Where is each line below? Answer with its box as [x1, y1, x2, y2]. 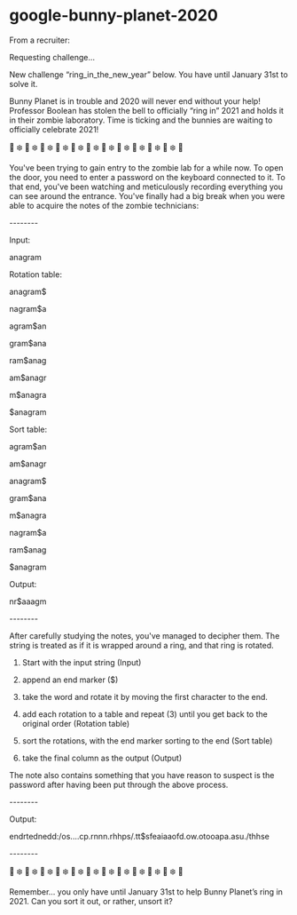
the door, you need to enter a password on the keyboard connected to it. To [9, 171, 285, 182]
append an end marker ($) [21, 674, 119, 685]
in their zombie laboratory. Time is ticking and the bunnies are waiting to [9, 115, 273, 125]
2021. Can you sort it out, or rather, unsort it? [9, 895, 173, 906]
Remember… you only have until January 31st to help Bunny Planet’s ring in [9, 886, 284, 897]
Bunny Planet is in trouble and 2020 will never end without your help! [9, 95, 262, 107]
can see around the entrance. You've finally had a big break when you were [9, 190, 285, 201]
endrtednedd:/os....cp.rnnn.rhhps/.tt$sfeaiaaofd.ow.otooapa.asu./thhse [9, 831, 270, 841]
